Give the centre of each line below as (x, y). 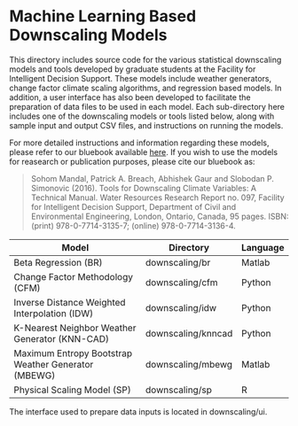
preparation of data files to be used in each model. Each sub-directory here (147, 106)
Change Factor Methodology (73, 276)
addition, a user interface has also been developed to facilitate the (130, 97)
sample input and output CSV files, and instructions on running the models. (146, 125)
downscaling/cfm (182, 283)
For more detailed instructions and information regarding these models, (139, 143)
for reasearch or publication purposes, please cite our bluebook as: (132, 161)
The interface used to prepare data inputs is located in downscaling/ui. (138, 411)
